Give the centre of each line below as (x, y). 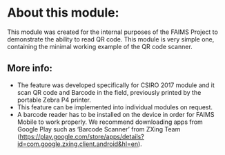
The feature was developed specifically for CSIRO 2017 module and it (116, 85)
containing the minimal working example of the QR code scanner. (100, 46)
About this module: (63, 13)
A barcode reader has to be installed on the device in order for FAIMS (116, 114)
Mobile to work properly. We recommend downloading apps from (110, 122)
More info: (30, 68)
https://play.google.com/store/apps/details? (82, 136)
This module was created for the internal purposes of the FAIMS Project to (113, 32)
